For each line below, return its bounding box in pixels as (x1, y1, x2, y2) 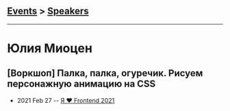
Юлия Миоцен (7, 41, 92, 56)
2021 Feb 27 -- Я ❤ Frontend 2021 (16, 96, 115, 104)
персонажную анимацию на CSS (7, 78, 156, 90)
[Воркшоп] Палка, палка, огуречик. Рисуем (7, 67, 203, 79)
